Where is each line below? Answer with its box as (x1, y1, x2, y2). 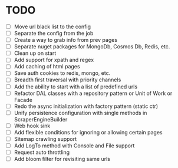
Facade (14, 96, 33, 103)
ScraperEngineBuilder (14, 116, 68, 123)
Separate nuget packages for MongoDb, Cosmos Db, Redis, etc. (14, 43, 170, 50)
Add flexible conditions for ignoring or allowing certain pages (14, 129, 163, 136)
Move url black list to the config (14, 23, 91, 30)
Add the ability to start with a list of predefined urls (14, 83, 138, 90)
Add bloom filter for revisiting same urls (14, 156, 110, 163)
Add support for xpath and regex (14, 57, 94, 64)
